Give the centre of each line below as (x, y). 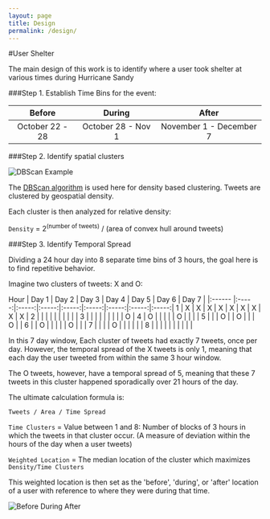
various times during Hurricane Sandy (71, 78)
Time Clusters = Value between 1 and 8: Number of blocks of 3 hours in (127, 427)
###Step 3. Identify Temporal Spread (70, 244)
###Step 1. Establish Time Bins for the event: (82, 93)
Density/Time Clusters (46, 468)
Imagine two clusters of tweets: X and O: (76, 284)
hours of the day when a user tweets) (70, 444)
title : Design (32, 23)
